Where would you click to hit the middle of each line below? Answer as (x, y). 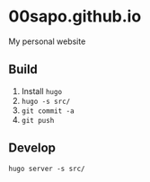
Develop (32, 148)
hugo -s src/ (46, 101)
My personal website (47, 41)
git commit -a (48, 111)
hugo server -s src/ (47, 169)
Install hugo (42, 91)
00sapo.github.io (75, 17)
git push (38, 120)
